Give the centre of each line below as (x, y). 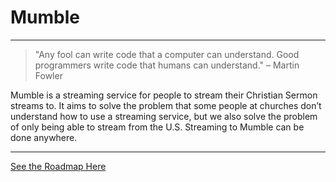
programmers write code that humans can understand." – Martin (167, 65)
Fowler (48, 75)
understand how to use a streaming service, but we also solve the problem (164, 116)
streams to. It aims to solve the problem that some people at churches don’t (166, 105)
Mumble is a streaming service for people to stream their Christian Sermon (164, 95)
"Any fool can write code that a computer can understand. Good (167, 54)
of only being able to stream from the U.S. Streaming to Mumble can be (157, 127)
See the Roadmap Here (58, 166)
